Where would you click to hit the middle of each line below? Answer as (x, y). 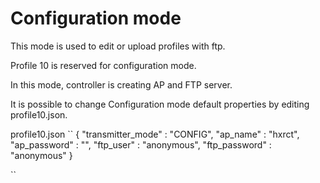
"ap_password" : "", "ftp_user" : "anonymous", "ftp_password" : (141, 144)
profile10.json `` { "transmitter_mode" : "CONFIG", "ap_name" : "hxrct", (155, 134)
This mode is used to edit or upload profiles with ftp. (118, 46)
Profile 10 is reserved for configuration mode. (103, 65)
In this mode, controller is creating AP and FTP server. (121, 84)
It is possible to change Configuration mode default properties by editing (160, 104)
